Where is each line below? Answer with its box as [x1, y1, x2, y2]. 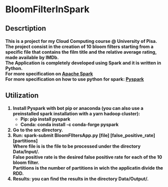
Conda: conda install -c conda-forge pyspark [20, 122, 119, 128]
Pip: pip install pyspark [20, 116, 71, 122]
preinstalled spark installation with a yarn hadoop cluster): [12, 111, 140, 117]
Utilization [5, 91, 39, 100]
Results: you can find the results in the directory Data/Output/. [12, 176, 149, 182]
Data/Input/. [12, 149, 39, 155]
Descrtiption [5, 24, 46, 33]
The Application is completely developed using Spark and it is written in [5, 60, 161, 66]
